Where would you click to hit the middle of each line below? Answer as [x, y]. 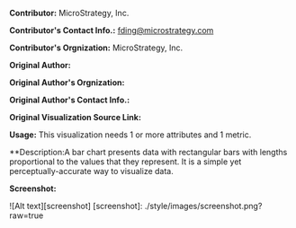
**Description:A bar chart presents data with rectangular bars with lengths [148, 152]
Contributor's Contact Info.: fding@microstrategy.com [112, 30]
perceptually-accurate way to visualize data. [91, 171]
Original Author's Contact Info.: [70, 100]
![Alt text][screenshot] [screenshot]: [76, 206]
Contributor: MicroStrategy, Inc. [69, 13]
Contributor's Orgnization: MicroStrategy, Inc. [96, 48]
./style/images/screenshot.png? [203, 206]
